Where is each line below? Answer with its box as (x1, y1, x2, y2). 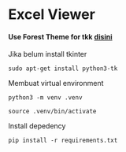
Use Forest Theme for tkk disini (8, 32, 113, 41)
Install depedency (8, 121, 66, 131)
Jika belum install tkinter (8, 50, 87, 59)
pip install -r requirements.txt (8, 136, 118, 145)
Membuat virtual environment (8, 79, 104, 88)
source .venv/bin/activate (8, 108, 97, 116)
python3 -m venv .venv (8, 94, 83, 102)
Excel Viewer (8, 6, 96, 24)
